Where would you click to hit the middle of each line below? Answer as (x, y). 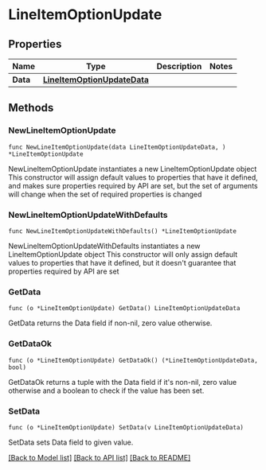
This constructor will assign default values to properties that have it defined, (133, 177)
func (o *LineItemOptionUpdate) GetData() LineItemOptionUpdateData (124, 309)
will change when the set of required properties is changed (105, 194)
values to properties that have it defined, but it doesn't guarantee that (122, 262)
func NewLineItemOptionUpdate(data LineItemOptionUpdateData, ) (117, 147)
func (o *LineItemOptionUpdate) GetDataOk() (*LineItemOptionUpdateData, (133, 360)
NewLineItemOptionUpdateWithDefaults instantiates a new (104, 246)
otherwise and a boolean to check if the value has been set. (106, 390)
